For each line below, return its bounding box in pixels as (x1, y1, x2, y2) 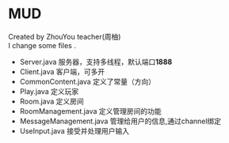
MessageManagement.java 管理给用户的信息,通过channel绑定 (19, 116, 222, 126)
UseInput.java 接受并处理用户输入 (19, 126, 129, 135)
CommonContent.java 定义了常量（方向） (19, 77, 156, 86)
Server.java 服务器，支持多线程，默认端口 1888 (19, 57, 173, 66)
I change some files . (8, 40, 77, 50)
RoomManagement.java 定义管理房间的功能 (19, 106, 162, 115)
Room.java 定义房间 (19, 96, 85, 106)
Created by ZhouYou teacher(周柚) (8, 32, 121, 41)
